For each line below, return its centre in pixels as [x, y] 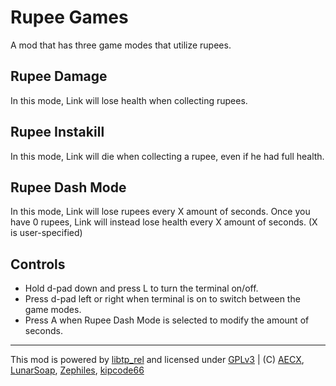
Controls [38, 264]
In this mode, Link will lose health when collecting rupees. [129, 100]
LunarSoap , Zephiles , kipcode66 [77, 370]
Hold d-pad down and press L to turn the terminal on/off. [141, 288]
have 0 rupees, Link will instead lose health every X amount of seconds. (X [164, 222]
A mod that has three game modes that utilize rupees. [121, 45]
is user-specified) [46, 233]
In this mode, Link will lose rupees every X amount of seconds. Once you [160, 212]
